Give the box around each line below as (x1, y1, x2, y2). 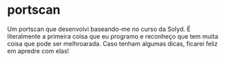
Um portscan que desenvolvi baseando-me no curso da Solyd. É (7, 25, 191, 33)
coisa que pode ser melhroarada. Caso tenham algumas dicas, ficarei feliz (7, 39, 218, 48)
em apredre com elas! (7, 47, 70, 55)
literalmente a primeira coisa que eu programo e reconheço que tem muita (7, 32, 219, 40)
